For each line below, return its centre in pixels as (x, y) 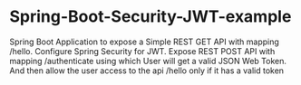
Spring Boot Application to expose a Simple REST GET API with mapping (144, 42)
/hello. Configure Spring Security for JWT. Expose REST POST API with (142, 51)
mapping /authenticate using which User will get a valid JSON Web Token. (148, 61)
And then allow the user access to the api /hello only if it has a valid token (146, 71)
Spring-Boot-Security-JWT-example (150, 17)
